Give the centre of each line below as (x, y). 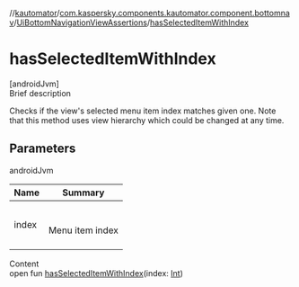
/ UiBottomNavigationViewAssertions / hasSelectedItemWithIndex (131, 22)
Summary (84, 193)
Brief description (40, 93)
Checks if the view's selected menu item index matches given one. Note (143, 111)
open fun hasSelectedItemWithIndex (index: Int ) (97, 273)
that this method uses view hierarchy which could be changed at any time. (147, 120)
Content (24, 264)
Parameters (43, 149)
